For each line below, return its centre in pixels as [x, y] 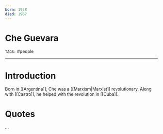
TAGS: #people [19, 51]
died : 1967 [16, 14]
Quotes [20, 114]
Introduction [31, 75]
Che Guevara [32, 38]
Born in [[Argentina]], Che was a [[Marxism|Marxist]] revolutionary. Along [78, 89]
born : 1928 [16, 9]
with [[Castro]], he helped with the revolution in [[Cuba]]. [62, 94]
